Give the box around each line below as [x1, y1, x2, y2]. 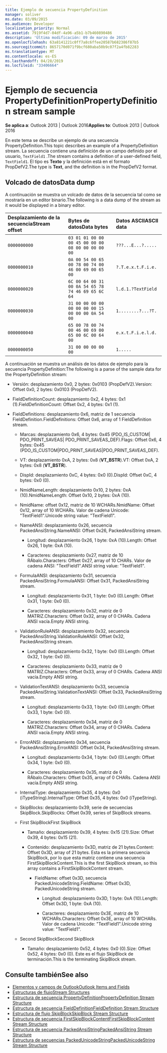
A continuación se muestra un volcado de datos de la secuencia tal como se [5, 191, 162, 197]
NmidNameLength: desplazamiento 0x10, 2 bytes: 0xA [19, 487, 131, 493]
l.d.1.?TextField [116, 286, 157, 292]
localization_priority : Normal [5, 26, 70, 31]
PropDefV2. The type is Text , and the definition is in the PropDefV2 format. [5, 164, 158, 170]
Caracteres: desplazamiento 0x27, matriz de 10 [27, 552, 123, 558]
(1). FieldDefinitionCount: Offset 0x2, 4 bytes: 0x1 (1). [12, 401, 120, 407]
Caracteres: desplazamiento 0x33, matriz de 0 [27, 663, 123, 669]
